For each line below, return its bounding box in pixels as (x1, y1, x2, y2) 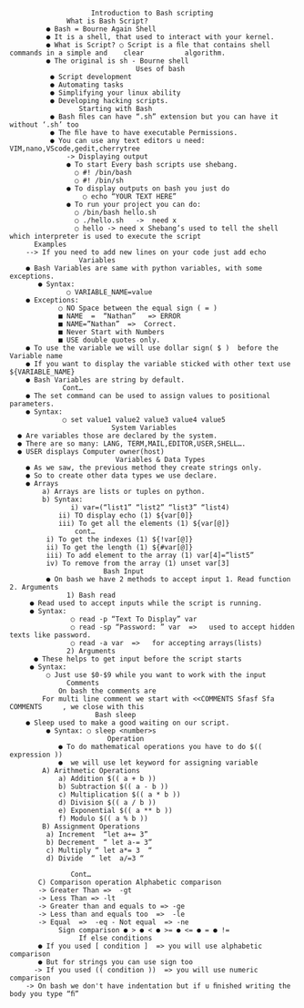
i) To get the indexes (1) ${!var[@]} (46, 535, 194, 544)
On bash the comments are (57, 686, 157, 695)
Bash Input (103, 567, 145, 576)
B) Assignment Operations (42, 822, 141, 831)
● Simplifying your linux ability (49, 88, 181, 98)
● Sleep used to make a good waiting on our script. (25, 718, 230, 727)
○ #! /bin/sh (74, 176, 125, 185)
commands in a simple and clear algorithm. (9, 48, 226, 57)
